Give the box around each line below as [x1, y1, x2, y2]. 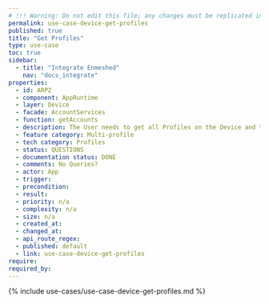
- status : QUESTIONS [15, 146, 84, 154]
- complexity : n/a [15, 205, 78, 213]
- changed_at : [15, 227, 62, 236]
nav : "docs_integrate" [22, 71, 98, 79]
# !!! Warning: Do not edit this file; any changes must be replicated [8, 11, 252, 20]
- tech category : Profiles [15, 138, 106, 146]
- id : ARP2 [15, 86, 52, 94]
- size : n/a [15, 213, 56, 221]
